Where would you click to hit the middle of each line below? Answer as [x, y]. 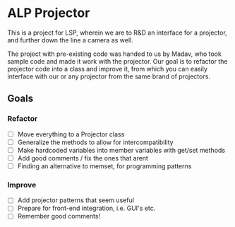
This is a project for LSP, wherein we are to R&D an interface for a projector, [117, 33]
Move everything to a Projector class [71, 134]
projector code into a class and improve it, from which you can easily [108, 69]
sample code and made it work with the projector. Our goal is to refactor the [117, 61]
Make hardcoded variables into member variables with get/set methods [121, 150]
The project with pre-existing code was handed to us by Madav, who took [115, 54]
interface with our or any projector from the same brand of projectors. [109, 76]
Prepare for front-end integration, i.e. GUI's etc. [86, 208]
